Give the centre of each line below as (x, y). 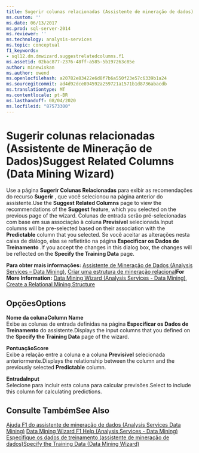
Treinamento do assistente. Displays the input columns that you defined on (98, 330)
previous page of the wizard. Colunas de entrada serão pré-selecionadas (96, 216)
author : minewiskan (30, 67)
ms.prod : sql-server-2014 (38, 28)
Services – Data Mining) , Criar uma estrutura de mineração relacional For (95, 272)
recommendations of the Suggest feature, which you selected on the (91, 209)
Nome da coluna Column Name (45, 318)
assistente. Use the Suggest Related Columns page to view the (84, 203)
